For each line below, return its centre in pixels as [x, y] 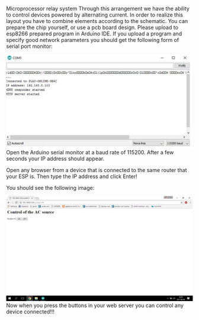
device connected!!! [31, 311]
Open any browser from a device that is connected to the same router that [97, 170]
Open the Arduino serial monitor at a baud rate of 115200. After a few [90, 153]
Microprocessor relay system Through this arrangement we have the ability [98, 9]
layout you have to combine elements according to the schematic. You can [97, 21]
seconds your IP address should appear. [55, 159]
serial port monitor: [29, 46]
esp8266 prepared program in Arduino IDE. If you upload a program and [94, 34]
